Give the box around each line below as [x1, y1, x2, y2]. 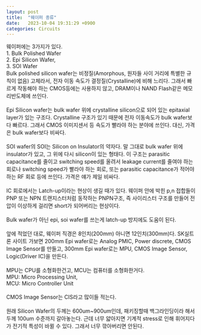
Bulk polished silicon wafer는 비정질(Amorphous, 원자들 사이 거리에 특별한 [6, 70, 185, 77]
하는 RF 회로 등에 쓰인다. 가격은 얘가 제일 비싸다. [6, 173, 120, 180]
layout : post [6, 8, 39, 15]
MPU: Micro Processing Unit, [6, 273, 78, 281]
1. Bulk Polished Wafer [6, 49, 61, 57]
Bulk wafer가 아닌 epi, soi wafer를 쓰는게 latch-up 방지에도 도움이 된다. [6, 216, 176, 223]
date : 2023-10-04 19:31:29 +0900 [6, 20, 96, 26]
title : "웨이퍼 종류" [6, 14, 57, 21]
